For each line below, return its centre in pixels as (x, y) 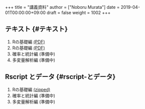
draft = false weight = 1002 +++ (79, 13)
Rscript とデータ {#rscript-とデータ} (60, 77)
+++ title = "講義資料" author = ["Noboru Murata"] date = (62, 7)
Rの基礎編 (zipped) (31, 90)
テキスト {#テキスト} (37, 29)
